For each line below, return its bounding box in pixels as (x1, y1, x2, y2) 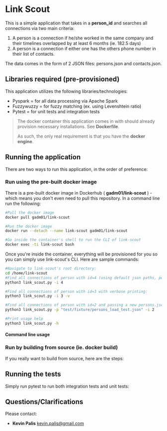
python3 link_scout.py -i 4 (5, 280, 64, 285)
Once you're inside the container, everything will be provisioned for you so (5, 251, 158, 257)
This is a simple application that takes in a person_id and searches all (5, 20, 148, 26)
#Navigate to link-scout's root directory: (5, 266, 97, 271)
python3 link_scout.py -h (5, 321, 59, 326)
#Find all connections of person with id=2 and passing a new (5, 303, 137, 308)
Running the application (5, 153, 81, 162)
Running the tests (5, 370, 61, 379)
